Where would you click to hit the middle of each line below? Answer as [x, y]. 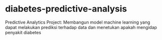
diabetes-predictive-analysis [66, 9]
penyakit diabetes [23, 32]
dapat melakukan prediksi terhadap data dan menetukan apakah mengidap [81, 27]
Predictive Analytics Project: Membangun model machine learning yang [78, 22]
